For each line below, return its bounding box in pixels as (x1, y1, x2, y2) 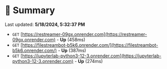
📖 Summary (5, 5, 55, 16)
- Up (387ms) (58, 47, 86, 53)
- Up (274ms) (74, 58, 103, 64)
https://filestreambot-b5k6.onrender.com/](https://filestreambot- (22, 42, 158, 48)
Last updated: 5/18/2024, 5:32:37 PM (5, 21, 85, 27)
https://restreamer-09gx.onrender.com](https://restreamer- (22, 31, 148, 37)
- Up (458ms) (56, 37, 85, 43)
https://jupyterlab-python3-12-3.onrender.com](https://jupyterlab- (22, 53, 162, 59)
